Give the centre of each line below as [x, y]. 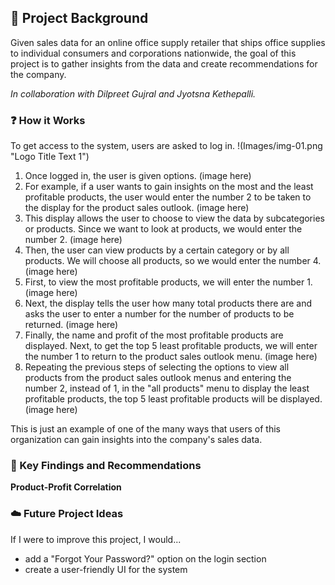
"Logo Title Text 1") [50, 157]
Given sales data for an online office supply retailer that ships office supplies [168, 42]
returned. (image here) [71, 325]
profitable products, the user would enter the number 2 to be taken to [168, 197]
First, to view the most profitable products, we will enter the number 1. [168, 282]
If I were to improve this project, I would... [96, 539]
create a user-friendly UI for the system [106, 569]
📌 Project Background [79, 18]
